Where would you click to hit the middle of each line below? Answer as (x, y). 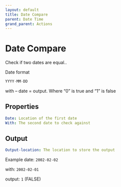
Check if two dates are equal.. (36, 63)
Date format (17, 72)
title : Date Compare (27, 15)
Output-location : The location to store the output (60, 150)
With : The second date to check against (48, 123)
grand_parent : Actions (29, 24)
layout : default (22, 10)
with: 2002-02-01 (22, 169)
